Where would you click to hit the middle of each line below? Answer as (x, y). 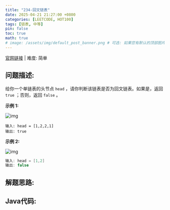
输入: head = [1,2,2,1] (30, 126)
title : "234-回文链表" (28, 10)
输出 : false (17, 165)
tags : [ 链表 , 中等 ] (24, 24)
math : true (17, 38)
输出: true (16, 131)
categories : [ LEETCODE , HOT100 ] (39, 19)
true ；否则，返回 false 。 (33, 95)
